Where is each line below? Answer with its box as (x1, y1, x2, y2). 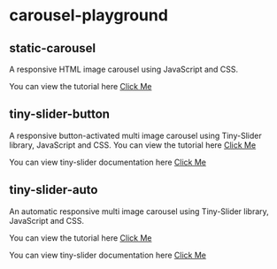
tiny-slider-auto (9, 182, 98, 197)
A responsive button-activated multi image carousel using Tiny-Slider (9, 130, 263, 141)
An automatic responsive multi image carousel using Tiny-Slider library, (9, 205, 270, 217)
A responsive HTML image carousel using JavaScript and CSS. (9, 64, 239, 74)
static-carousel (9, 41, 96, 56)
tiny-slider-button (9, 107, 111, 122)
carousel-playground (9, 5, 168, 26)
